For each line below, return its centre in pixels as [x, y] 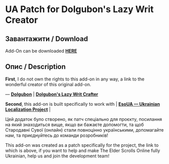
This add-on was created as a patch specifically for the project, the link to [82, 145]
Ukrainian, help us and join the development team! [58, 156]
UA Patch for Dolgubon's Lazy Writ [79, 9]
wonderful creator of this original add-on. [48, 84]
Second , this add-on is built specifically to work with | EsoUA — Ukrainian [83, 104]
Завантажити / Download [47, 39]
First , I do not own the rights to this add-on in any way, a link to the [75, 79]
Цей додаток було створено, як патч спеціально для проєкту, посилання [84, 119]
